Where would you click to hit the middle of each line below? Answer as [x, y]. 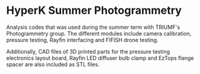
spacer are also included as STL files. [53, 64]
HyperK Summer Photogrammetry [94, 11]
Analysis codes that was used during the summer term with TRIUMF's [93, 27]
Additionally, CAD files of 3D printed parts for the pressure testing [88, 51]
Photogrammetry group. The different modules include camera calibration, [99, 33]
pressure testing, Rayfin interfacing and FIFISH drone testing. [82, 40]
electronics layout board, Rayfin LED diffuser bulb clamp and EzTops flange [100, 58]
